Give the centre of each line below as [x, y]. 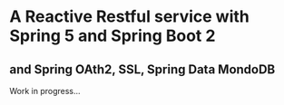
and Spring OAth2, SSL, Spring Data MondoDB [142, 69]
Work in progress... [45, 91]
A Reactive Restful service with [129, 17]
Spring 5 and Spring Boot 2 [113, 36]
